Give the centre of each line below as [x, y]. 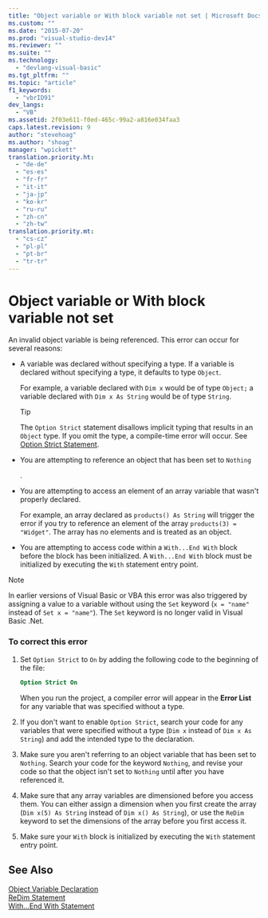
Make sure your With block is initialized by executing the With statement [138, 836]
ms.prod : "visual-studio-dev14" [62, 38]
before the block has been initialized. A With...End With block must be [136, 556]
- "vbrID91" [35, 98]
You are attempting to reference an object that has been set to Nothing [135, 460]
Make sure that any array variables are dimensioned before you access [136, 795]
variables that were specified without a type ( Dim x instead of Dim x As [136, 730]
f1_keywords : [30, 90]
